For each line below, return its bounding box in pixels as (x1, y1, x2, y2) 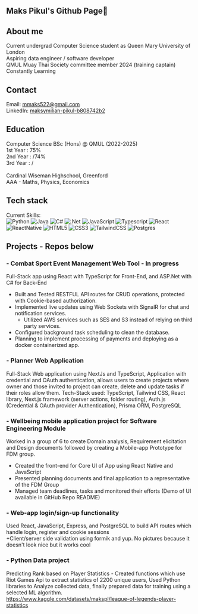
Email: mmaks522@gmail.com (6, 101, 80, 108)
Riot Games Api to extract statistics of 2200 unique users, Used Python (6, 576, 181, 583)
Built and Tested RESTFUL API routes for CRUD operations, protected (14, 291, 185, 298)
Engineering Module (6, 424, 67, 432)
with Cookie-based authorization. (14, 297, 97, 305)
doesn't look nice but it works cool (6, 541, 91, 548)
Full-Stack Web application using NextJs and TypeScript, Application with (6, 370, 187, 377)
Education (6, 124, 45, 134)
